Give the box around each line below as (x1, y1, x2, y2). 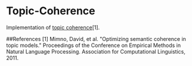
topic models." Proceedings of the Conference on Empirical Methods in (6, 42, 181, 49)
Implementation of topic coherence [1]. (6, 24, 100, 31)
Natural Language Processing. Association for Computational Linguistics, (6, 48, 186, 55)
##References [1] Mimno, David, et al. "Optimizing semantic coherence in (6, 35, 187, 42)
